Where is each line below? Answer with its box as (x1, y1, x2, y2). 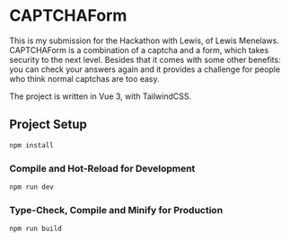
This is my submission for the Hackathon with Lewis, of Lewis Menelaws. (9, 35, 280, 46)
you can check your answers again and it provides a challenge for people (9, 64, 281, 75)
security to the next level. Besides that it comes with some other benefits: (9, 54, 281, 65)
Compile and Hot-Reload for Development (9, 162, 196, 175)
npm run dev (9, 182, 54, 192)
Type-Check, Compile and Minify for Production (9, 203, 224, 216)
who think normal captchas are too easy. (9, 73, 160, 84)
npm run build (9, 224, 63, 234)
